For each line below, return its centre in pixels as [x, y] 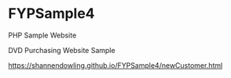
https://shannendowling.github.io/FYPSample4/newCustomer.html [115, 65]
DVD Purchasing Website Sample [62, 50]
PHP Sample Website [42, 35]
